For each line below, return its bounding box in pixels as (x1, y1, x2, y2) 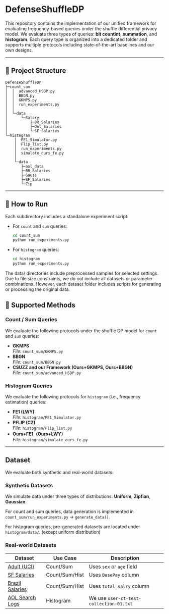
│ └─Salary (5, 115, 39, 120)
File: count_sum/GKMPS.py (12, 348, 63, 354)
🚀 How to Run (5, 200, 48, 209)
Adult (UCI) (8, 563, 35, 570)
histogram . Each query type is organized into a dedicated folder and (5, 36, 147, 42)
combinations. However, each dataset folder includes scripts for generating (5, 281, 161, 287)
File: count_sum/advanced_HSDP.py (12, 370, 81, 376)
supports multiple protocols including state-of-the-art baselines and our (5, 41, 154, 47)
